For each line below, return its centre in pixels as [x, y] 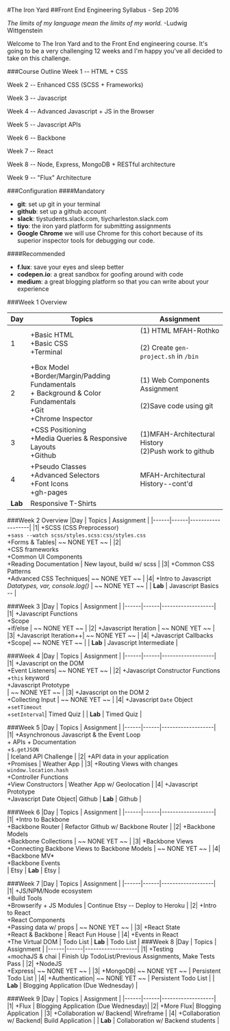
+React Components [36, 920]
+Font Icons [49, 484]
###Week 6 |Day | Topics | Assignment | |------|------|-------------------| [112, 812]
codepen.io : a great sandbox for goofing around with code [100, 274]
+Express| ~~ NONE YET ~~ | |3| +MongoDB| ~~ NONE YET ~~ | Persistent [114, 971]
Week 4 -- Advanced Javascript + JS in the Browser [81, 111]
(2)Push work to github [177, 451]
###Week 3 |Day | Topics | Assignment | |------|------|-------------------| [112, 606]
